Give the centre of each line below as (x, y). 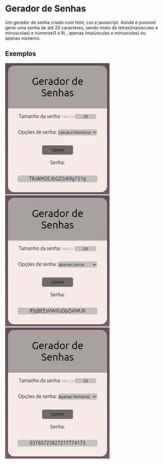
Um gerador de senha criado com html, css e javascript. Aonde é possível (81, 22)
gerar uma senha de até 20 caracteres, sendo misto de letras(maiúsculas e (82, 27)
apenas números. (23, 38)
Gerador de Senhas (46, 9)
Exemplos (21, 54)
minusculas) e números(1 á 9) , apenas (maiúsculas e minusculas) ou (76, 33)
